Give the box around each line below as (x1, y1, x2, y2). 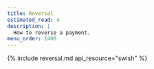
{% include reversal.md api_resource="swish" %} (7, 54, 148, 62)
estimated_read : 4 (7, 16, 60, 23)
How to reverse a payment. (13, 29, 91, 36)
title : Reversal (7, 10, 54, 17)
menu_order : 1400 (7, 36, 57, 42)
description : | (7, 23, 51, 29)
